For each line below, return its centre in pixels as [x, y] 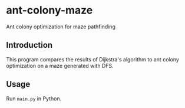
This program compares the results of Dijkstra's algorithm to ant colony [93, 59]
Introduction [29, 45]
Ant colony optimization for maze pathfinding [61, 27]
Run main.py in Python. [34, 99]
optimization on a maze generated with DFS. [60, 66]
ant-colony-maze [49, 10]
